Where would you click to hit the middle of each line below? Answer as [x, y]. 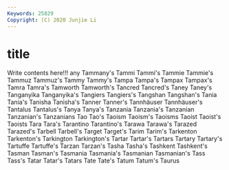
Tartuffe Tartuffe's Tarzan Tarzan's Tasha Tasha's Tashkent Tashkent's [107, 146]
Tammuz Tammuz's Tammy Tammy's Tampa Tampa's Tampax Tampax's [110, 81]
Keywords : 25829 [30, 13]
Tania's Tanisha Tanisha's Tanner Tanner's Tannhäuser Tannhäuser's [105, 102]
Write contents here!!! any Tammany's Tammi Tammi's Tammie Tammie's [110, 73]
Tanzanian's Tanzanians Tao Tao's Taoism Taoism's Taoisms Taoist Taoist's [114, 117]
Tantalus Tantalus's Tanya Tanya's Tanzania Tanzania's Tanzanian [101, 109]
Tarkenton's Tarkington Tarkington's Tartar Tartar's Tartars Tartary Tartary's [115, 139]
